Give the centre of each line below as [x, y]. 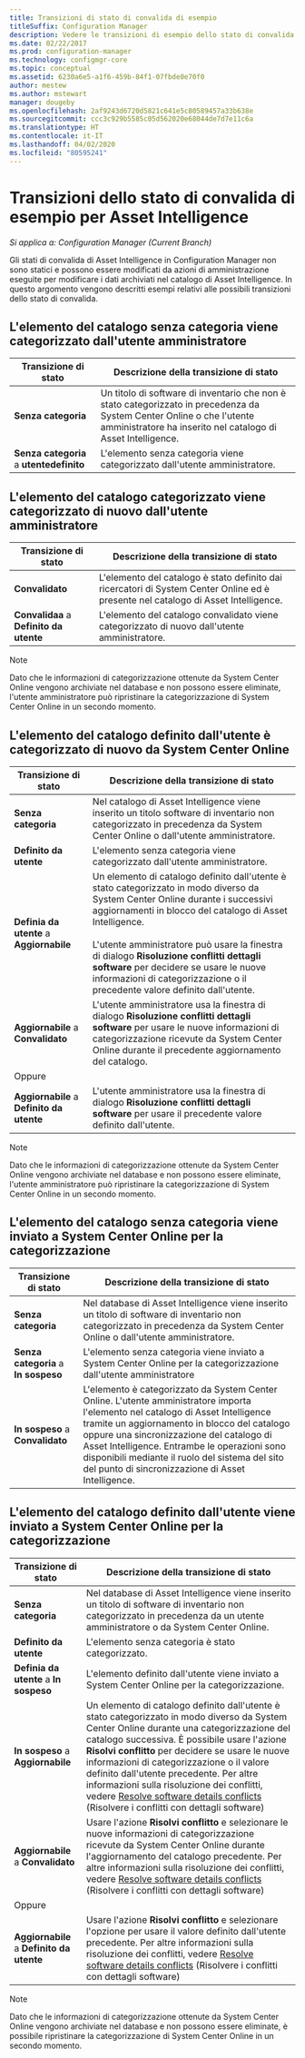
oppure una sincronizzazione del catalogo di [177, 1434]
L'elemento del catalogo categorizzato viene [138, 497]
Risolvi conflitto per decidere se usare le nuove [188, 1750]
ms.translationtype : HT [54, 128]
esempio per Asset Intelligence [129, 217]
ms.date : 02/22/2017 [49, 43]
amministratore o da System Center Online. [177, 1627]
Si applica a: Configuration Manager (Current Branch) [111, 242]
